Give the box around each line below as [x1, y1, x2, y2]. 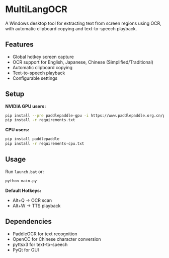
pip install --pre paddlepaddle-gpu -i [5, 113, 89, 118]
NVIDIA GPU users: [5, 103, 46, 109]
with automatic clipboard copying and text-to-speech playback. [5, 25, 137, 31]
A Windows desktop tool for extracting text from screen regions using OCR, [5, 20, 162, 26]
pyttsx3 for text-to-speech [12, 241, 68, 247]
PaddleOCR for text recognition [12, 231, 77, 237]
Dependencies [5, 217, 52, 226]
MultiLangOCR [5, 4, 68, 15]
